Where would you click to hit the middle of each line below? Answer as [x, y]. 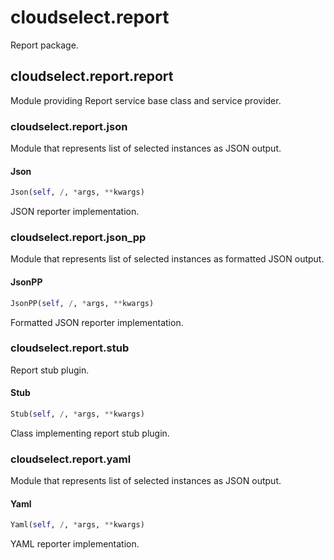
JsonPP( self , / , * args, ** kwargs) [82, 303]
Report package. [44, 45]
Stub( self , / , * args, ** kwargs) [77, 414]
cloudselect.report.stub [70, 348]
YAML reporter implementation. [75, 544]
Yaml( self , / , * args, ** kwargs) [77, 525]
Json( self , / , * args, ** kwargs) [77, 192]
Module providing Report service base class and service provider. [146, 100]
